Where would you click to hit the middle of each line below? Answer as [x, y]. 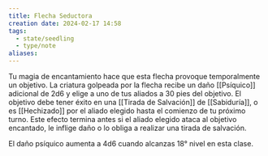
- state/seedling [45, 38]
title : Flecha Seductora [50, 16]
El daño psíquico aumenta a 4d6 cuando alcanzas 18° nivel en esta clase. [131, 143]
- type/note [36, 46]
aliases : [23, 53]
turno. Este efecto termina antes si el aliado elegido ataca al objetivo [123, 119]
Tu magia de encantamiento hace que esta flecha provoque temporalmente [134, 76]
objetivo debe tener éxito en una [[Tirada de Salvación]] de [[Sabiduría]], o [133, 102]
